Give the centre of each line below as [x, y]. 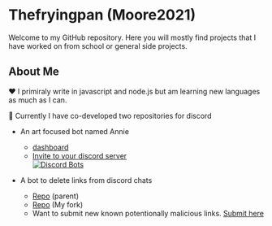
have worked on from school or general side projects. [98, 46]
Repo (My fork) [58, 204]
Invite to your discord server [80, 155]
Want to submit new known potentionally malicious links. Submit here [148, 213]
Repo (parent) [56, 196]
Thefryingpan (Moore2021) [102, 15]
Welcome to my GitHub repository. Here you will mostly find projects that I [132, 37]
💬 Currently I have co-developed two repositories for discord [110, 115]
